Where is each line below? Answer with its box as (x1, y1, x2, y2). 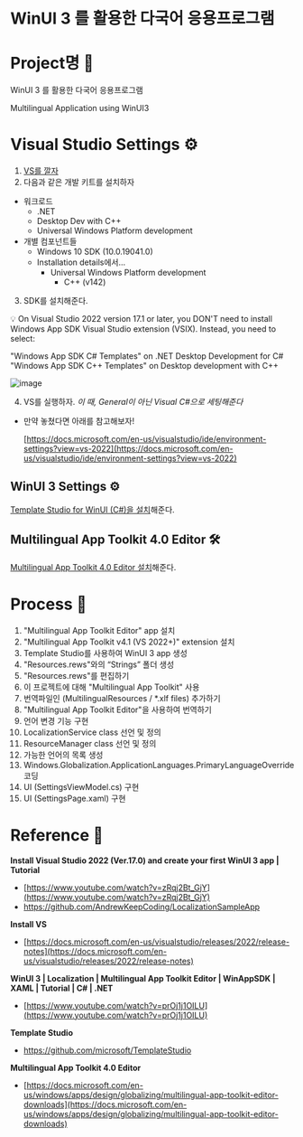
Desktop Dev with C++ (36, 216, 122, 227)
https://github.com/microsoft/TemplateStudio (23, 1045, 192, 1056)
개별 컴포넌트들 (23, 236, 78, 247)
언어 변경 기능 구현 (23, 715, 89, 726)
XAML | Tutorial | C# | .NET (10, 982, 114, 993)
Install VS (10, 918, 48, 929)
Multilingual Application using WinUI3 (10, 103, 150, 114)
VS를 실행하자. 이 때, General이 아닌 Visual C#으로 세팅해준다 (23, 397, 243, 408)
